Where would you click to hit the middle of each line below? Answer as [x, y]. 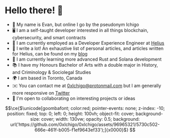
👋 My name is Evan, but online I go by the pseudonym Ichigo [76, 24]
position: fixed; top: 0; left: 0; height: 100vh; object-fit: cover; [71, 114]
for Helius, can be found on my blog [50, 53]
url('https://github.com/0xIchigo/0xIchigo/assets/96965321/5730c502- [85, 124]
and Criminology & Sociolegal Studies [51, 72]
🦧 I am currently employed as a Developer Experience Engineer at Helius [88, 43]
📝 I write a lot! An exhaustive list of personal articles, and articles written [88, 48]
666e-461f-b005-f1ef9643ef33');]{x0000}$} [81, 130]
